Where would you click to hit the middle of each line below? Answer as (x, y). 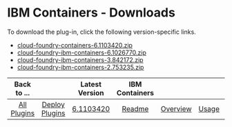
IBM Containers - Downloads (91, 13)
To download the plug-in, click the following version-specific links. (102, 32)
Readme (135, 108)
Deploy (54, 104)
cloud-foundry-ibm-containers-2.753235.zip (80, 67)
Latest (91, 84)
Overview (176, 108)
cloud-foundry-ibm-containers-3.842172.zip (80, 59)
